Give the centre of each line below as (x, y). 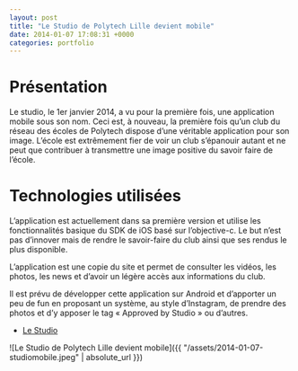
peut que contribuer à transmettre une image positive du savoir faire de (141, 150)
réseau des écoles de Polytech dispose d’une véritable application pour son (149, 131)
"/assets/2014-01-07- (223, 348)
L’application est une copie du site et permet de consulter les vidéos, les (143, 267)
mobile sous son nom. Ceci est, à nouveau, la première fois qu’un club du (145, 121)
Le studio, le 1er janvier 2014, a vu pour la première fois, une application (142, 112)
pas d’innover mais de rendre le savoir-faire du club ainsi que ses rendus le (148, 240)
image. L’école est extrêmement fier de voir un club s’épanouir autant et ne (148, 141)
